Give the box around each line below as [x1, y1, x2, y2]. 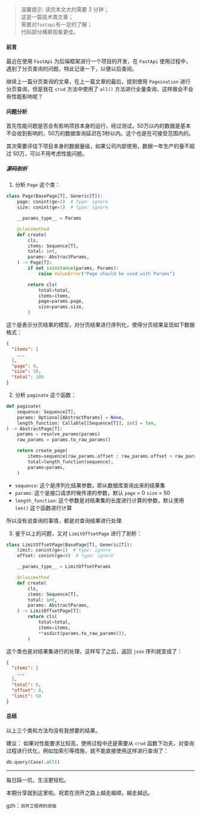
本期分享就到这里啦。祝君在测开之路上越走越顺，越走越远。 [6, 789, 153, 796]
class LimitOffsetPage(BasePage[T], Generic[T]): [6, 542, 133, 548]
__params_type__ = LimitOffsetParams [17, 564, 111, 570]
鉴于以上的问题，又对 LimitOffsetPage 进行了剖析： [14, 530, 142, 537]
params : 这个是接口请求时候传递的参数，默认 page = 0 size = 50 [14, 489, 170, 496]
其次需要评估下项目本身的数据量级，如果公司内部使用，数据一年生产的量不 [6, 142, 190, 150]
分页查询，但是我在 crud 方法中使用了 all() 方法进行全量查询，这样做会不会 [6, 85, 194, 92]
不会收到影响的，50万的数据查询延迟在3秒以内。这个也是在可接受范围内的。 [6, 130, 194, 137]
